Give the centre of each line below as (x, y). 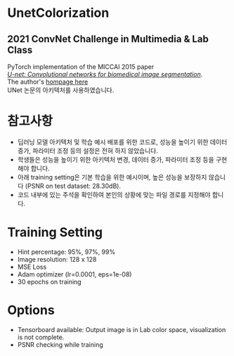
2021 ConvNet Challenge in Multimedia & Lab (108, 39)
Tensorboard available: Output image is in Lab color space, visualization (122, 329)
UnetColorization (58, 13)
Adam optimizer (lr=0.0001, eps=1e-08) (74, 274)
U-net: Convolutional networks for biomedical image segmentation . (105, 74)
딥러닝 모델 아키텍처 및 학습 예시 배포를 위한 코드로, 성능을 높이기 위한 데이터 (122, 141)
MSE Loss (32, 267)
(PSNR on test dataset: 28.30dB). (73, 186)
